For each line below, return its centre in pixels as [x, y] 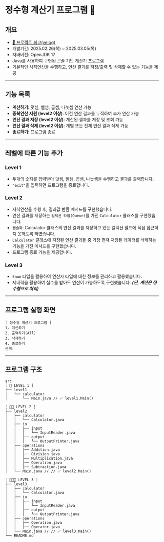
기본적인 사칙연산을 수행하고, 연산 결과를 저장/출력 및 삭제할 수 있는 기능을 [82, 67]
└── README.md [20, 535]
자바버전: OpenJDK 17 [34, 55]
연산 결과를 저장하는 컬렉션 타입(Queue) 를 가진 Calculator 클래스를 [75, 215]
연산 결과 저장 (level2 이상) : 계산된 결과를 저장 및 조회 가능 [68, 119]
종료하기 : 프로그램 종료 [34, 132]
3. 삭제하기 [15, 338]
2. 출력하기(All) [21, 333]
